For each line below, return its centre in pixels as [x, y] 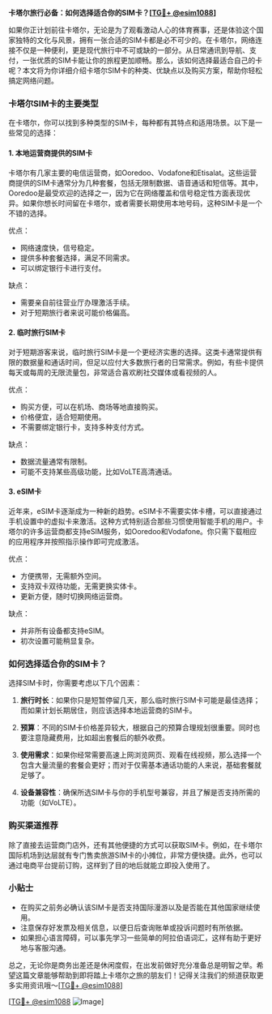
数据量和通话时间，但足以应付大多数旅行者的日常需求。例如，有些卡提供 [143, 362]
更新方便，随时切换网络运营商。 [73, 596]
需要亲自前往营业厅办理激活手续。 [77, 302]
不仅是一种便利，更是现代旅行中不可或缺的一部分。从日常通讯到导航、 [132, 50]
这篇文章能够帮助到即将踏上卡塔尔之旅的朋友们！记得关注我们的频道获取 [136, 975]
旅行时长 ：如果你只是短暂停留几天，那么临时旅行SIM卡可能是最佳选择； [140, 700]
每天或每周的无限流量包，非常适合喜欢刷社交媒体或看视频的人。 [115, 372]
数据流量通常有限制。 [55, 461]
